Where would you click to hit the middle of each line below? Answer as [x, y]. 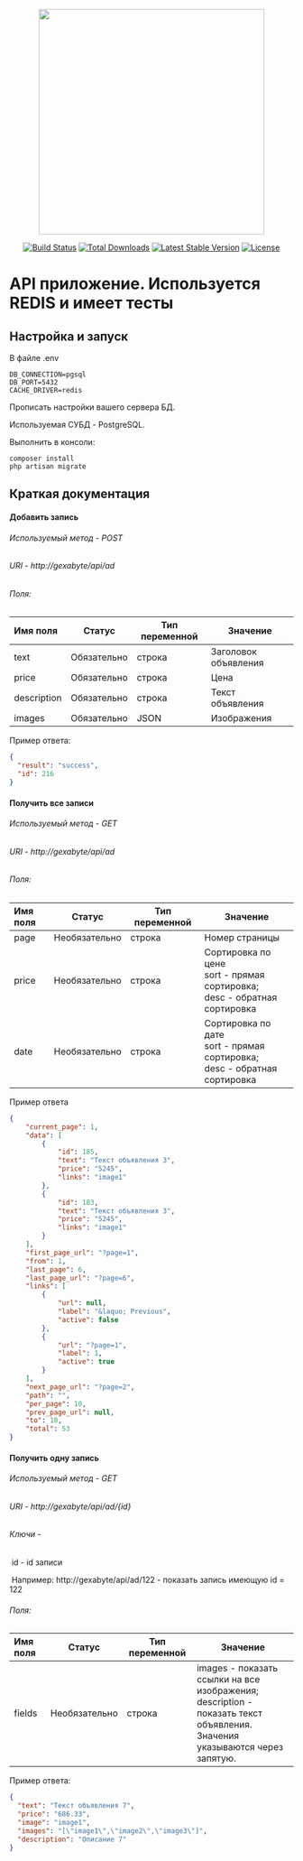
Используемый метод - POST [66, 538]
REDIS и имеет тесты [92, 303]
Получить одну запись [54, 1458]
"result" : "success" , [58, 766]
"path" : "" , [48, 1395]
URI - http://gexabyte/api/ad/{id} [70, 1506]
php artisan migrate [48, 467]
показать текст [230, 1713]
